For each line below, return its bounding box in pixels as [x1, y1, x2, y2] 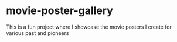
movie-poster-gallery [6, 4, 113, 17]
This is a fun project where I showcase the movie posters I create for [6, 23, 172, 30]
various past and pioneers [6, 29, 69, 36]
